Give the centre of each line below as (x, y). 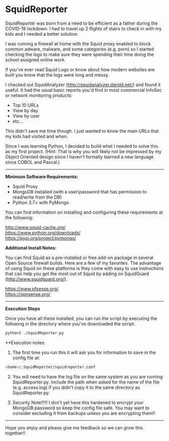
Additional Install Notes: (31, 247)
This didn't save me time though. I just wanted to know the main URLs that (82, 131)
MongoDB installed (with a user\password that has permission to (79, 192)
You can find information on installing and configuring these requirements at (84, 212)
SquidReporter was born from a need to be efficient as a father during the (81, 23)
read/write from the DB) (37, 197)
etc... (18, 121)
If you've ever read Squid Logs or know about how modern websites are (80, 70)
